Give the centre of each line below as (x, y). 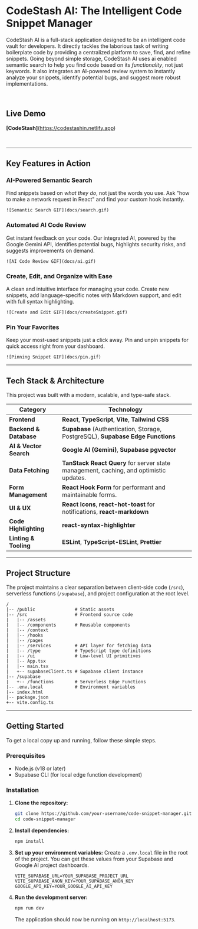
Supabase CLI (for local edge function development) (78, 775)
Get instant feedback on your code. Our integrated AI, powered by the (91, 238)
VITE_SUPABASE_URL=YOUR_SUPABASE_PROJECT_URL (71, 876)
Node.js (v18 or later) (40, 768)
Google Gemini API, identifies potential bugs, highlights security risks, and (96, 244)
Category (33, 410)
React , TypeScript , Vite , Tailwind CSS (115, 419)
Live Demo (26, 114)
